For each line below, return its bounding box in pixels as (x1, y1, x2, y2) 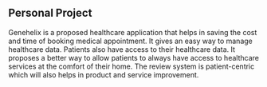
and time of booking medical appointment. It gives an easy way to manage (8, 36, 253, 45)
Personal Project (8, 6, 92, 20)
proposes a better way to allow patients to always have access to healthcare (8, 53, 259, 62)
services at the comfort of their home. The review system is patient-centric (8, 61, 255, 71)
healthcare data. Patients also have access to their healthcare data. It (8, 44, 236, 54)
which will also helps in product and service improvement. (8, 69, 199, 79)
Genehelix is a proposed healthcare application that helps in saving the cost (8, 27, 257, 37)
